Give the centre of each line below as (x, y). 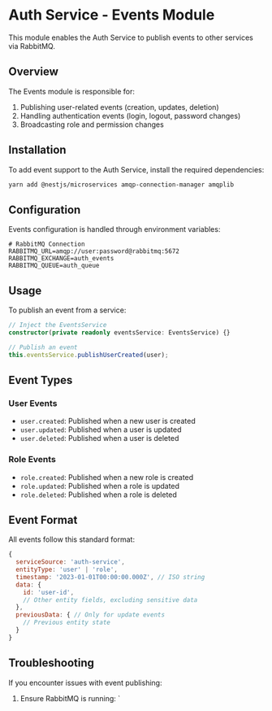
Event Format (43, 519)
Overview (34, 72)
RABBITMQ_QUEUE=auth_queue (54, 266)
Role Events (32, 460)
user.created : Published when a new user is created (108, 421)
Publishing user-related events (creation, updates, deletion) (119, 107)
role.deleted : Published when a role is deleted (98, 495)
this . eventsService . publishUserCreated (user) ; (89, 355)
